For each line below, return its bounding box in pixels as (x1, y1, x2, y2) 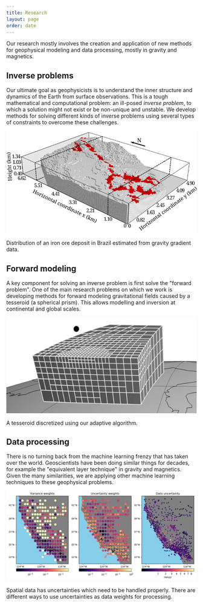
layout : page (6, 16, 39, 22)
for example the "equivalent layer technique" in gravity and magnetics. (6, 466, 182, 473)
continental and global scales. (6, 305, 81, 312)
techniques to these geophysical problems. (6, 479, 114, 486)
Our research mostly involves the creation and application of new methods (6, 40, 192, 47)
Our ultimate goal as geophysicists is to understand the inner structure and (6, 87, 193, 94)
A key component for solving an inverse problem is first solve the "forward (6, 280, 192, 287)
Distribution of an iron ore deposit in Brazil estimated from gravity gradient (6, 240, 192, 247)
